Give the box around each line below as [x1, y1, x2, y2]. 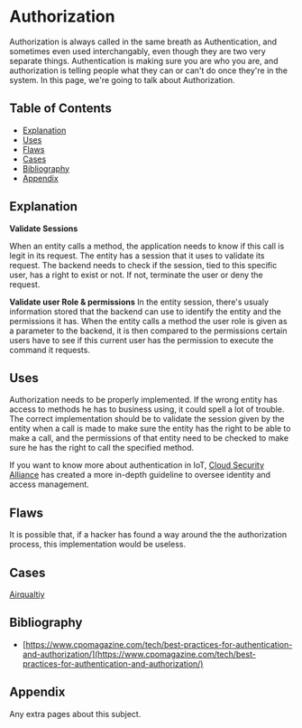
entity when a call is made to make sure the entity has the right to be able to [9, 423, 291, 434]
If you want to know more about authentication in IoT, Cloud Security [9, 460, 264, 471]
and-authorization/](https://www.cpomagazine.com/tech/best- [22, 649, 257, 659]
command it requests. [9, 344, 90, 355]
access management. [9, 479, 90, 490]
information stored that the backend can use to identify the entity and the [9, 305, 281, 317]
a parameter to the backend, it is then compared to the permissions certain [9, 325, 288, 336]
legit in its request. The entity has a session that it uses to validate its [9, 250, 265, 261]
